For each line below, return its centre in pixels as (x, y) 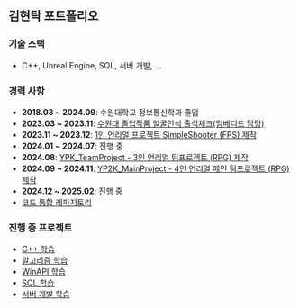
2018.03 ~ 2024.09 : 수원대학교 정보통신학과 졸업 (110, 112)
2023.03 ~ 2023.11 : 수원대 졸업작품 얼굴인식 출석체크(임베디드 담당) (143, 123)
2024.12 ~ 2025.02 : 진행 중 (72, 191)
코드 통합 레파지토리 (56, 202)
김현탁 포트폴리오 (54, 16)
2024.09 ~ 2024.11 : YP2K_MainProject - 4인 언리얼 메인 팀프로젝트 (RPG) (155, 168)
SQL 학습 (38, 283)
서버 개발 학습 (45, 294)
